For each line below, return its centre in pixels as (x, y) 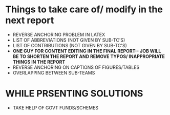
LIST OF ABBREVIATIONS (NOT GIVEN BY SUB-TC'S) (69, 40)
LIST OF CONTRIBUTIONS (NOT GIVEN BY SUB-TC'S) (70, 45)
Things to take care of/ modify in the (84, 9)
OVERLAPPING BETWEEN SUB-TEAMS (54, 72)
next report (30, 20)
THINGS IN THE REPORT (39, 62)
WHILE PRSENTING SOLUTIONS (74, 94)
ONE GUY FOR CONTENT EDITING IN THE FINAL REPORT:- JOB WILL (87, 51)
